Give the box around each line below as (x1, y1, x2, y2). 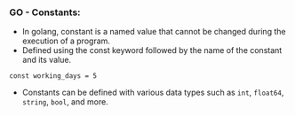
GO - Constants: (9, 6, 82, 19)
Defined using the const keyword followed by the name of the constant (21, 45, 283, 56)
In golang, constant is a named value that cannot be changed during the (21, 27, 286, 37)
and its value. (21, 55, 72, 66)
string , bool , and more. (21, 97, 108, 107)
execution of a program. (21, 35, 111, 46)
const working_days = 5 (9, 72, 98, 81)
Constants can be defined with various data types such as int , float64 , (21, 87, 284, 98)
